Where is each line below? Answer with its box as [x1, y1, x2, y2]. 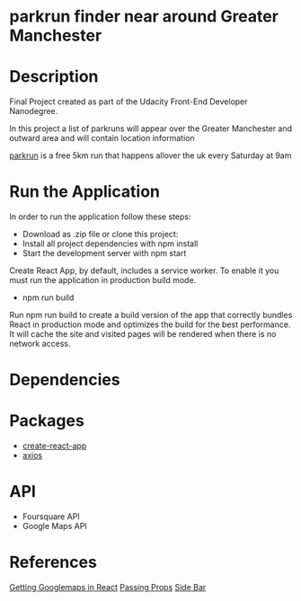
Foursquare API [22, 511, 81, 522]
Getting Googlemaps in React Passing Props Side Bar [9, 582, 207, 593]
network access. [9, 339, 71, 349]
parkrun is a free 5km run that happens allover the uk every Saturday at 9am [9, 150, 292, 161]
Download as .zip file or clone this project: [22, 229, 179, 240]
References [9, 552, 97, 572]
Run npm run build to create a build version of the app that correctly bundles [9, 310, 293, 321]
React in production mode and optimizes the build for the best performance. [9, 319, 291, 330]
